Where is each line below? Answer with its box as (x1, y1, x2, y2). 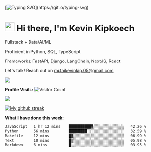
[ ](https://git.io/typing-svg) (5, 5, 89, 10)
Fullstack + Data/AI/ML (5, 39, 52, 45)
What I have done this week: (5, 115, 64, 121)
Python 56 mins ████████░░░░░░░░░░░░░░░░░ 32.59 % (5, 128, 147, 134)
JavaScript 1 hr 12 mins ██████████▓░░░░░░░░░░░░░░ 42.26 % (5, 124, 147, 129)
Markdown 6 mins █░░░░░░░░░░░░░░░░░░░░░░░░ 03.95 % (5, 143, 147, 148)
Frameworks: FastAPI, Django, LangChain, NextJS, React (5, 58, 121, 64)
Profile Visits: (5, 86, 33, 92)
